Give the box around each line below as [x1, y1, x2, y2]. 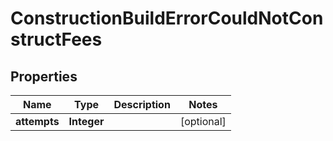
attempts [15, 115, 60, 128]
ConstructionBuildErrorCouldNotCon [10, 7, 324, 30]
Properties [10, 68, 78, 85]
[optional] [179, 115, 227, 128]
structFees [10, 28, 103, 51]
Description [113, 98, 171, 111]
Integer [68, 115, 105, 128]
